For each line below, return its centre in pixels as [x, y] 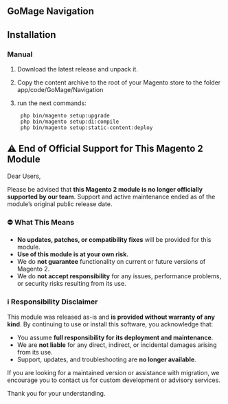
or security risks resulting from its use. [71, 284]
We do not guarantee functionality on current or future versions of [111, 262]
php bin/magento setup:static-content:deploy [87, 128]
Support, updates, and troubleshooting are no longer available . [107, 359]
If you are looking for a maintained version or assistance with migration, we [113, 373]
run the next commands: [52, 103]
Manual [20, 54]
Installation [32, 35]
